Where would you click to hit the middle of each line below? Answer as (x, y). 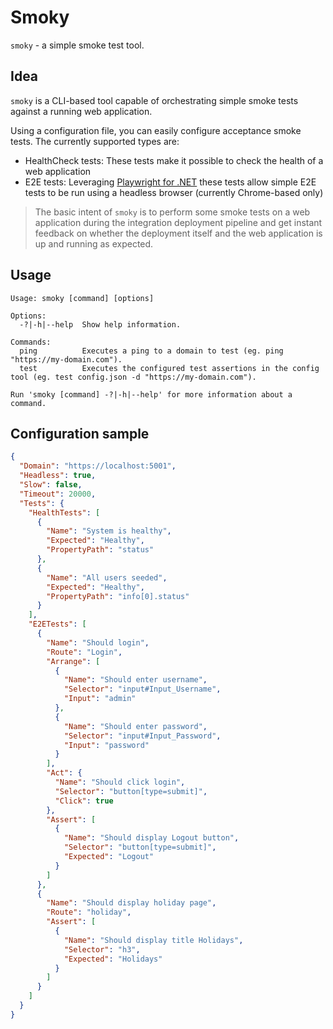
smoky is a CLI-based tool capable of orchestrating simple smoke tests (154, 100)
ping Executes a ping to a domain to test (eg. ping (151, 351)
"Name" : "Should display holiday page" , (131, 903)
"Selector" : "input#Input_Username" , (142, 689)
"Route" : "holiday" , (89, 912)
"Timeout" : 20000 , (58, 494)
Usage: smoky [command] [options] (82, 298)
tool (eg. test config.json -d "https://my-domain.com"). (133, 377)
